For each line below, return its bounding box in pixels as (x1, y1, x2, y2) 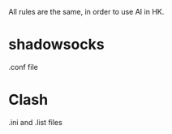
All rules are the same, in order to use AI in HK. (8, 7, 165, 16)
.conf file (8, 62, 38, 71)
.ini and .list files (8, 117, 62, 127)
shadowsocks (8, 36, 105, 54)
